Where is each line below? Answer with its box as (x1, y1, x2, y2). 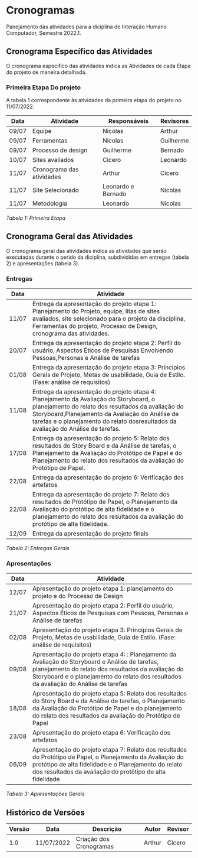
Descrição (92, 825, 122, 833)
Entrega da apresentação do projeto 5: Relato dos (32, 434, 170, 443)
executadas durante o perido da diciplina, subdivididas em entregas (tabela (6, 253, 189, 261)
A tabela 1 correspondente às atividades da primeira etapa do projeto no (6, 97, 181, 104)
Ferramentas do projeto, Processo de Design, (32, 322, 158, 330)
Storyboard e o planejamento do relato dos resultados (32, 672, 181, 681)
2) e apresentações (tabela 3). (6, 259, 80, 266)
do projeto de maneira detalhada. (6, 69, 87, 76)
